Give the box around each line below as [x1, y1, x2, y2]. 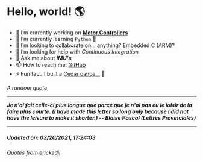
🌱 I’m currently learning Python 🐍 [15, 35, 96, 42]
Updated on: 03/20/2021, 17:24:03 [7, 134, 96, 141]
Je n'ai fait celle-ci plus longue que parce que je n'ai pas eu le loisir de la [7, 101, 192, 108]
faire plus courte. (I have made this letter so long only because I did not [7, 108, 189, 115]
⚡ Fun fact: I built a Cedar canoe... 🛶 [15, 70, 105, 77]
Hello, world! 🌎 [7, 5, 86, 19]
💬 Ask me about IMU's [15, 54, 72, 61]
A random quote [7, 84, 48, 91]
